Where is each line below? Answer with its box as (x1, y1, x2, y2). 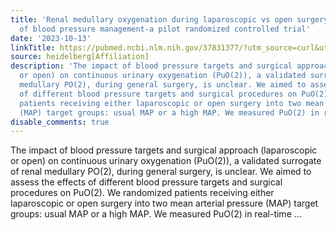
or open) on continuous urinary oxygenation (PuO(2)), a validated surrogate (10, 155, 322, 167)
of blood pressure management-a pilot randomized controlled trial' (19, 24, 311, 34)
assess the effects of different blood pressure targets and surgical (10, 176, 283, 188)
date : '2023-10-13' (10, 33, 92, 43)
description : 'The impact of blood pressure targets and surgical (10, 61, 293, 71)
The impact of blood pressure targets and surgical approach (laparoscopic (10, 144, 318, 156)
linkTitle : (10, 42, 56, 53)
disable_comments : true (10, 117, 110, 127)
